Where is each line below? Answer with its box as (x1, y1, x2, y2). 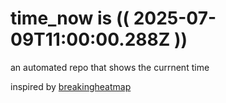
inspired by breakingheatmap (10, 80, 132, 92)
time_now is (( (10, 7, 130, 30)
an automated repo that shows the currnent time (10, 61, 210, 73)
